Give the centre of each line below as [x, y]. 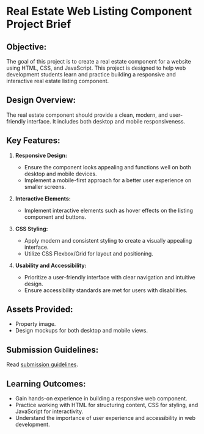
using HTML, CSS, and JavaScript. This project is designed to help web [96, 68]
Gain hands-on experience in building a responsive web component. [101, 399]
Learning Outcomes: [46, 384]
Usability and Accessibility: [51, 265]
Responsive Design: [41, 155]
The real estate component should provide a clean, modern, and [87, 115]
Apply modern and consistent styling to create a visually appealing [108, 240]
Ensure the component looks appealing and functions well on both [107, 167]
